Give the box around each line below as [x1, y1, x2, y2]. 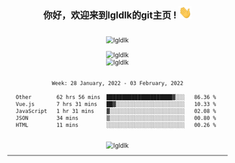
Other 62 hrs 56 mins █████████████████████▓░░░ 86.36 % [15, 93, 217, 100]
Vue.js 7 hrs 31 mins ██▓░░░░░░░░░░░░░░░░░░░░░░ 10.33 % [15, 100, 217, 107]
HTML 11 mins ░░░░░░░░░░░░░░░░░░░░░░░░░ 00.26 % [15, 121, 217, 128]
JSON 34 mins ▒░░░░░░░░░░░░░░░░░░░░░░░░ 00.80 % [15, 114, 217, 121]
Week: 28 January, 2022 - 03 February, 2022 [51, 79, 184, 86]
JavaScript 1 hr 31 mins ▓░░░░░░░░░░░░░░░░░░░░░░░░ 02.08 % [15, 107, 217, 114]
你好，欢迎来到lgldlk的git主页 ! [43, 10, 177, 22]
